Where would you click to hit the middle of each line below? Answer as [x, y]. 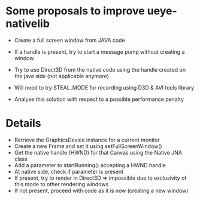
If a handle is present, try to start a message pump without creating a [99, 51]
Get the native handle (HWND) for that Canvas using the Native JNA [98, 152]
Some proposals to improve [75, 11]
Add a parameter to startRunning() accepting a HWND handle [90, 165]
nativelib [28, 24]
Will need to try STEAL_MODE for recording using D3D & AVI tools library [104, 87]
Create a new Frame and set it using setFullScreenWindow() [88, 146]
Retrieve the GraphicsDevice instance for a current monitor [87, 140]
